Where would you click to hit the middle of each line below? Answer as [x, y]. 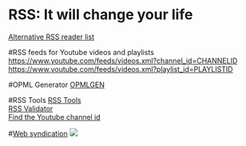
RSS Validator [31, 109]
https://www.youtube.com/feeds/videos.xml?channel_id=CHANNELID [123, 61]
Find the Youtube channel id [55, 116]
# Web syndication [38, 133]
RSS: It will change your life [101, 15]
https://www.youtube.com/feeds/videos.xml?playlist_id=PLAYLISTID [121, 69]
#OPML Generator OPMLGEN [57, 85]
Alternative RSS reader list [51, 37]
